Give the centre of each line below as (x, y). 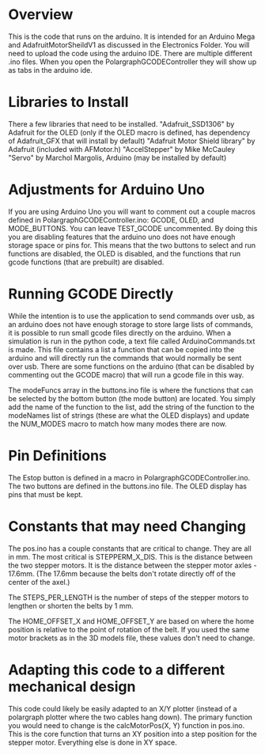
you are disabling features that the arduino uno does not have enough (122, 237)
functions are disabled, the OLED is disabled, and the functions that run (125, 253)
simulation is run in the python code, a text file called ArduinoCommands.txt (132, 341)
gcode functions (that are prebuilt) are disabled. (86, 262)
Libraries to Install (68, 102)
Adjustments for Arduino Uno (107, 190)
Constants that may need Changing (127, 526)
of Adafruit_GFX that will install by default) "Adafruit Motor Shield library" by (132, 141)
